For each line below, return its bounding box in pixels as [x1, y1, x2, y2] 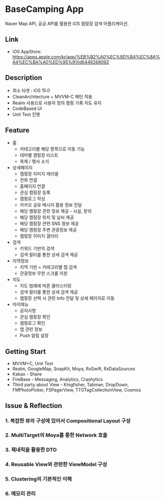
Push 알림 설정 [19, 332, 49, 339]
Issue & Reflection [5, 401, 62, 410]
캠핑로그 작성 [19, 196, 46, 202]
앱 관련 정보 [19, 326, 43, 332]
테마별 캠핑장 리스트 [19, 152, 58, 158]
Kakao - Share [12, 371, 42, 377]
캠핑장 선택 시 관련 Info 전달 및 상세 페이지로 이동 [19, 295, 115, 301]
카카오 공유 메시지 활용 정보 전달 [19, 202, 82, 208]
